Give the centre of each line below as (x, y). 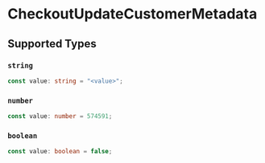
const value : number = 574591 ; (60, 116)
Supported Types (52, 44)
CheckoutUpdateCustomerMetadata (132, 14)
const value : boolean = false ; (60, 152)
